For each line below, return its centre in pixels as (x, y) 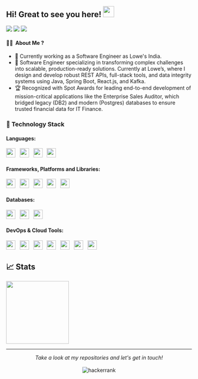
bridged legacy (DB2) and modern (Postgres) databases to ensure (95, 103)
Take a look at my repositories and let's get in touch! (99, 357)
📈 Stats (21, 267)
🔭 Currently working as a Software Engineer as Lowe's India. (88, 56)
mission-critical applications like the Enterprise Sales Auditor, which (97, 97)
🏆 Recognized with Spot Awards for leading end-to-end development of (103, 88)
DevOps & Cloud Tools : (35, 230)
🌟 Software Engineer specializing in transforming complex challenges (99, 63)
